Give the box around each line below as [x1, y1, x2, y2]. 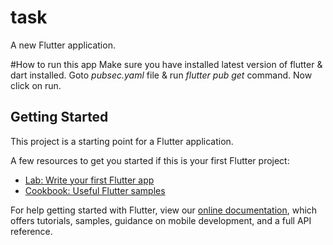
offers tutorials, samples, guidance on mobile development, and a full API [10, 214, 312, 226]
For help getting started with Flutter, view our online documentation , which [10, 204, 318, 216]
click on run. [10, 79, 62, 91]
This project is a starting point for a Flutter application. [10, 135, 234, 147]
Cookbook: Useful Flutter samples [24, 184, 166, 196]
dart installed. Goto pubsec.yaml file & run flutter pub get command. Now [10, 69, 313, 81]
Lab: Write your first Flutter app [24, 174, 155, 186]
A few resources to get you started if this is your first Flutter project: [10, 154, 290, 166]
